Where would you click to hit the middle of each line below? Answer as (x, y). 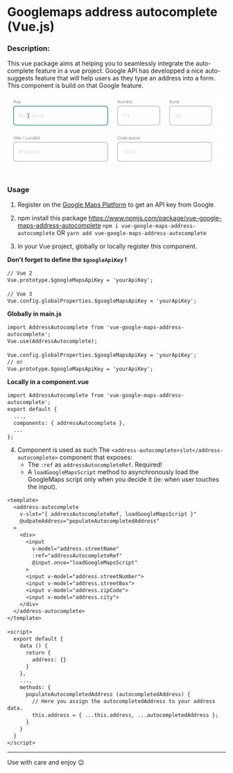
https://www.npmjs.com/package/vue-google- (155, 218)
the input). (42, 487)
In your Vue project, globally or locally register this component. (107, 246)
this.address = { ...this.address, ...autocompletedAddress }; (125, 715)
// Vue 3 (20, 294)
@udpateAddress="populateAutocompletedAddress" (89, 521)
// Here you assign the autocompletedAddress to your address (124, 702)
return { (38, 653)
